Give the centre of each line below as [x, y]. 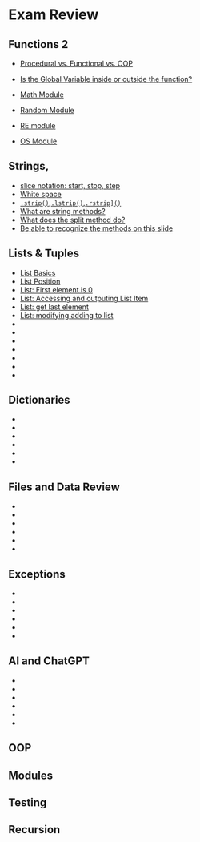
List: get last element [54, 307]
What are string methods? [62, 211]
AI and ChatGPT [49, 661]
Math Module [42, 95]
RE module [38, 125]
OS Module [38, 141]
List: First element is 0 [56, 289]
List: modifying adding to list [66, 315]
